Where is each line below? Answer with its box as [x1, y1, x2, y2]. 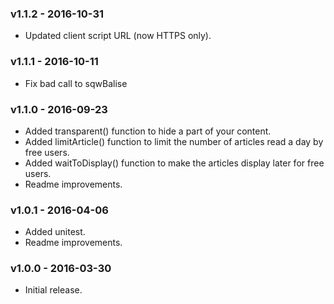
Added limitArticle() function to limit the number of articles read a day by [24, 135, 324, 147]
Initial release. [24, 284, 83, 296]
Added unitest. [24, 226, 86, 238]
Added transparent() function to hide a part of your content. [24, 125, 272, 137]
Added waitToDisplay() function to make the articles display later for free [24, 157, 325, 169]
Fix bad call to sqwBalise [24, 77, 128, 89]
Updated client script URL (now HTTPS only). [24, 30, 212, 42]
